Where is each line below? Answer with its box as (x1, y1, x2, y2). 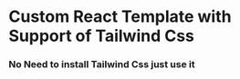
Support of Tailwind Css (8, 25, 195, 46)
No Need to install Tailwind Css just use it (8, 58, 195, 71)
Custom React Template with (8, 6, 232, 27)
